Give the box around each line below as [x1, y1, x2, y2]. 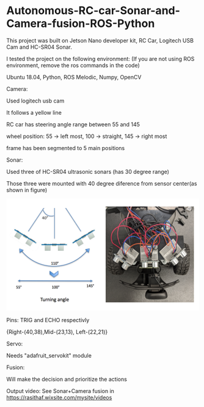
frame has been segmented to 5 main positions [6, 144, 125, 151]
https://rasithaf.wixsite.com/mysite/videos [6, 394, 112, 401]
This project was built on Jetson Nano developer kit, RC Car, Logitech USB [6, 37, 194, 44]
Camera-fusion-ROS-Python [6, 16, 155, 31]
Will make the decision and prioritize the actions [6, 375, 127, 383]
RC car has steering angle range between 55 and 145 [6, 120, 140, 128]
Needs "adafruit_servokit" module [6, 351, 92, 359]
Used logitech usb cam [6, 97, 65, 104]
